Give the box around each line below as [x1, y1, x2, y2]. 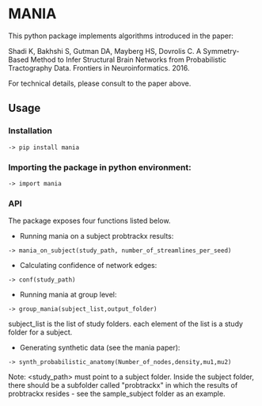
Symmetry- [203, 46, 240, 56]
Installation [8, 125, 53, 136]
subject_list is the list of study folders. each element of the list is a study [8, 319, 244, 329]
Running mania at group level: [19, 290, 117, 300]
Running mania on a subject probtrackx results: [19, 232, 174, 241]
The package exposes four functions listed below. [8, 216, 171, 226]
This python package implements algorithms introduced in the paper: [8, 31, 234, 40]
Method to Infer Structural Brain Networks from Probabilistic [30, 55, 227, 64]
